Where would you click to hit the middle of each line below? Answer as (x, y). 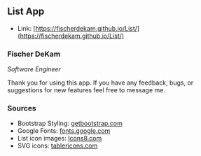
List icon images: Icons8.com (60, 139)
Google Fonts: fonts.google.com (64, 131)
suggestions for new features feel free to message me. (86, 90)
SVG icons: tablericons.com (57, 146)
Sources (22, 108)
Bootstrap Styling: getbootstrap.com (70, 123)
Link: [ (27, 28)
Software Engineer (34, 69)
